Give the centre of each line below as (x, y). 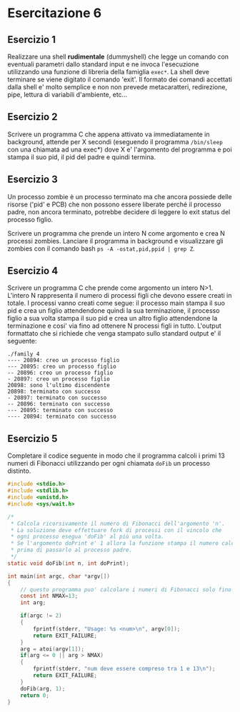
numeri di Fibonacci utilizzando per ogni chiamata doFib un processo (109, 463)
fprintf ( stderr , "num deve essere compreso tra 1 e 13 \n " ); (124, 669)
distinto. (19, 471)
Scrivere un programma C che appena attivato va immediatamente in (109, 134)
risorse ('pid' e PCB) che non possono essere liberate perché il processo (114, 204)
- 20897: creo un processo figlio (59, 379)
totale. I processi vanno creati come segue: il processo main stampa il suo (116, 303)
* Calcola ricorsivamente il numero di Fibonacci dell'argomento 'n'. (117, 523)
